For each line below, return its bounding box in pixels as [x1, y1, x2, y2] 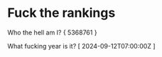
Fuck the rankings [7, 5, 116, 21]
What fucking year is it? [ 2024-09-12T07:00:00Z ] [7, 42, 156, 50]
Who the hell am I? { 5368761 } [7, 28, 97, 37]
